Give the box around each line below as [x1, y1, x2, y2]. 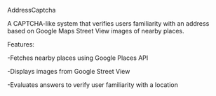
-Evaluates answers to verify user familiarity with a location [7, 81, 179, 89]
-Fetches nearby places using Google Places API [7, 54, 149, 62]
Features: [7, 40, 35, 48]
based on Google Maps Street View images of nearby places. [7, 27, 184, 35]
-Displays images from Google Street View [7, 67, 130, 75]
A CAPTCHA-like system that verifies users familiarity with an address [7, 19, 210, 27]
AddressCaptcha [7, 6, 56, 14]
